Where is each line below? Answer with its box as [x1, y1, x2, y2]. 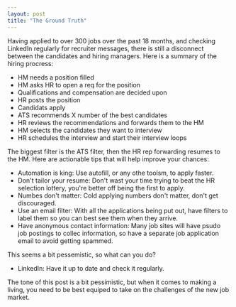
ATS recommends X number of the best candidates [17, 111, 168, 119]
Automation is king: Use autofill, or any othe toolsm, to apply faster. [17, 168, 214, 177]
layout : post [7, 10, 46, 18]
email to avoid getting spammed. [17, 236, 113, 245]
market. [7, 293, 30, 301]
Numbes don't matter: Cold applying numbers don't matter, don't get [17, 191, 218, 200]
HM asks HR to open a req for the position [17, 80, 140, 89]
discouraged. [17, 198, 57, 207]
